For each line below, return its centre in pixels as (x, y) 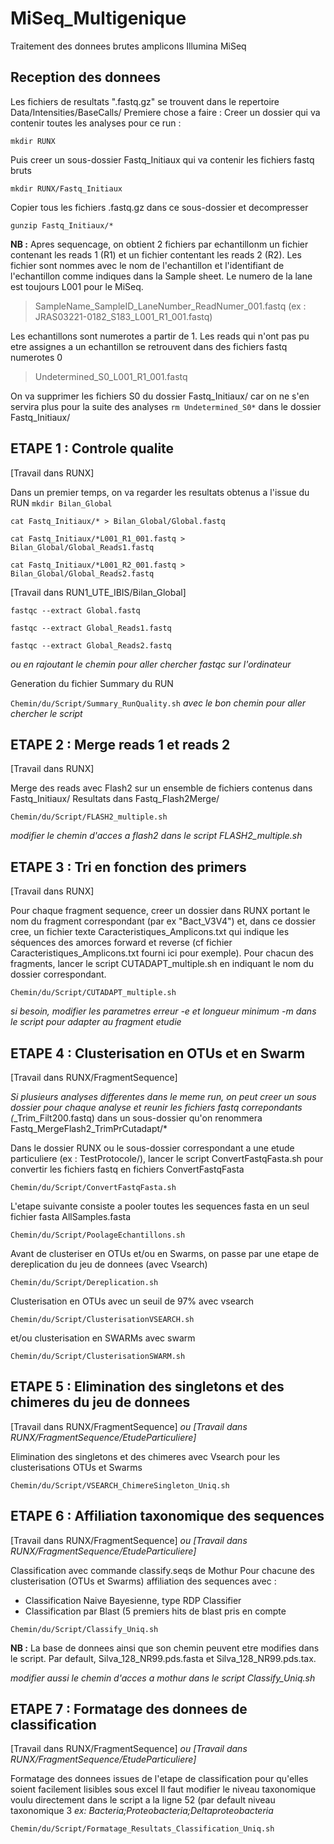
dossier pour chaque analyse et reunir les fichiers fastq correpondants (156, 1107)
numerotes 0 (36, 357)
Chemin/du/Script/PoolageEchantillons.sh (98, 1235)
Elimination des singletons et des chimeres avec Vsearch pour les (145, 1456)
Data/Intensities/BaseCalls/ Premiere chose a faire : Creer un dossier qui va (165, 112)
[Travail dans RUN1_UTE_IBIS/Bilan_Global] (98, 592)
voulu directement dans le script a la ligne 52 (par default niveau (143, 1800)
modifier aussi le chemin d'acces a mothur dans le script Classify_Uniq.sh (163, 1678)
